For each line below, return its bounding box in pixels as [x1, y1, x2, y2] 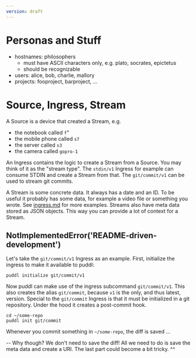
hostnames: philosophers [14, 53, 76, 60]
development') [6, 239, 61, 249]
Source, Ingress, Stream [6, 98, 126, 112]
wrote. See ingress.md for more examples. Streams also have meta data [6, 201, 180, 208]
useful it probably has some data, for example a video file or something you [6, 195, 188, 202]
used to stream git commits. [6, 178, 74, 185]
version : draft [6, 8, 43, 15]
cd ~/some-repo [6, 313, 43, 319]
